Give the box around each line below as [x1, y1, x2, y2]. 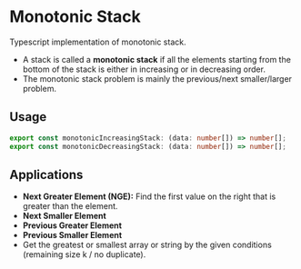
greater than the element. [22, 201, 118, 212]
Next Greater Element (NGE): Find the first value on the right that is [22, 191, 276, 202]
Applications [9, 166, 84, 183]
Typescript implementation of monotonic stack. [9, 36, 186, 47]
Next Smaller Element [22, 211, 106, 222]
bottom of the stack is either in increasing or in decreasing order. [22, 64, 266, 75]
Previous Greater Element [22, 220, 123, 231]
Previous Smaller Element [22, 230, 123, 241]
